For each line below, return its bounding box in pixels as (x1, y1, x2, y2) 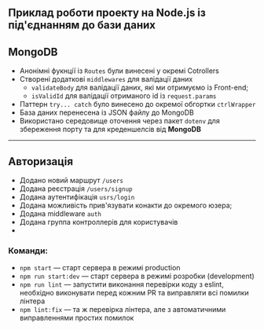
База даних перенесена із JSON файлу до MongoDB (19, 108, 194, 117)
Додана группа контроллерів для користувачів (19, 218, 178, 227)
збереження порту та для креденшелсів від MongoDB (19, 125, 202, 134)
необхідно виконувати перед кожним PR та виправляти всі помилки (19, 288, 249, 298)
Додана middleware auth (19, 209, 102, 218)
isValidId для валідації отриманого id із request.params (31, 91, 217, 101)
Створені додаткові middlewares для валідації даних (19, 75, 193, 84)
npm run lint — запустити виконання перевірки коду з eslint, (19, 280, 224, 289)
